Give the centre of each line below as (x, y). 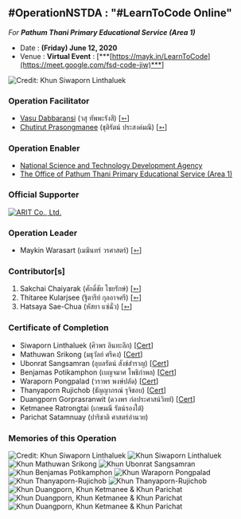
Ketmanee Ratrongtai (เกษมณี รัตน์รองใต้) (82, 408)
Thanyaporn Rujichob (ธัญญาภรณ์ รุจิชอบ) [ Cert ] (93, 390)
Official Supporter (44, 195)
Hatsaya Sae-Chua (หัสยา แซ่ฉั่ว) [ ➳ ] (76, 307)
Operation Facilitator (49, 100)
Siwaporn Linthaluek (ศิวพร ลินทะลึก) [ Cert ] (86, 345)
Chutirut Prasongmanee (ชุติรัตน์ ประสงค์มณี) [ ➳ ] (93, 128)
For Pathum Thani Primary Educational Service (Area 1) (102, 32)
